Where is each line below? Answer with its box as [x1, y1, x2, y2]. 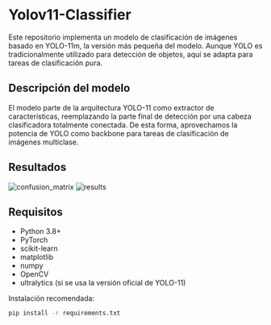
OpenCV [19, 269, 49, 279]
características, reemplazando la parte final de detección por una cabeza [8, 111, 252, 121]
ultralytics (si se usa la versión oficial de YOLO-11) [19, 278, 186, 288]
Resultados [8, 160, 67, 174]
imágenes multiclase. [8, 137, 79, 147]
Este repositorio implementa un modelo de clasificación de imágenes [8, 32, 238, 42]
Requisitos [8, 205, 63, 219]
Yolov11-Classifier [8, 6, 131, 24]
